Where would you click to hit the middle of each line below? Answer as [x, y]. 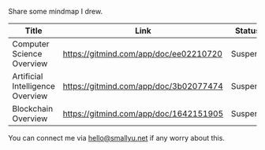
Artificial [28, 76]
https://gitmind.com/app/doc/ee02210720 [143, 54]
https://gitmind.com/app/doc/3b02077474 [143, 86]
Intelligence [34, 86]
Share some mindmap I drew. [56, 11]
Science [27, 54]
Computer [31, 44]
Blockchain [33, 109]
